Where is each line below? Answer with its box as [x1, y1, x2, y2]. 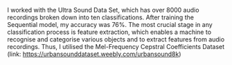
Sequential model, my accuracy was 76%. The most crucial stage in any [7, 21, 213, 28]
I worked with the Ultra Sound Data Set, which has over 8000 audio [7, 6, 199, 14]
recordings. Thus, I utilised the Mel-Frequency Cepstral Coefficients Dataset [7, 43, 225, 50]
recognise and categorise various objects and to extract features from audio [7, 35, 225, 44]
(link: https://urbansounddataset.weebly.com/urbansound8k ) [7, 50, 181, 58]
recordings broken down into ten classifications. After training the [7, 13, 194, 21]
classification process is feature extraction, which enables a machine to [7, 28, 212, 36]
